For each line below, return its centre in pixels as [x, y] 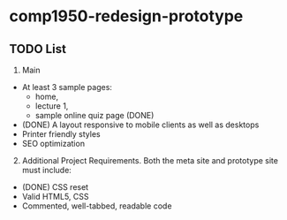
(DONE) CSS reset [55, 187]
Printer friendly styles [61, 134]
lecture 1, [52, 106]
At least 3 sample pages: [67, 87]
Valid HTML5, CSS [55, 197]
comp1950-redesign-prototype [126, 16]
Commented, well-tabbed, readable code [97, 206]
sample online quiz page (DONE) [94, 115]
